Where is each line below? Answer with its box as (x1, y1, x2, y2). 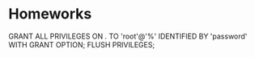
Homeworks (8, 5, 92, 23)
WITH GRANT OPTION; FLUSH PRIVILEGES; (8, 39, 155, 49)
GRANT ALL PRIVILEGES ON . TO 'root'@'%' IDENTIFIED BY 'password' (8, 31, 248, 41)
